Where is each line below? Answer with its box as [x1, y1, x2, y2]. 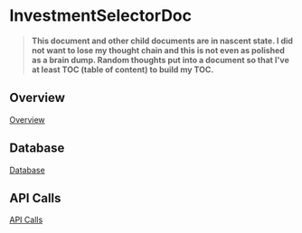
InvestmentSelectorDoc [9, 5, 193, 26]
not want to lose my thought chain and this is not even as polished [31, 44, 285, 55]
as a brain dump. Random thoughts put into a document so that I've [31, 54, 289, 65]
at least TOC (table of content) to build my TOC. [31, 64, 214, 75]
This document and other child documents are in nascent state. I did [31, 35, 294, 46]
